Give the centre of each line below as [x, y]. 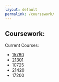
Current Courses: [22, 45]
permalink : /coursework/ [30, 14]
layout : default [21, 9]
